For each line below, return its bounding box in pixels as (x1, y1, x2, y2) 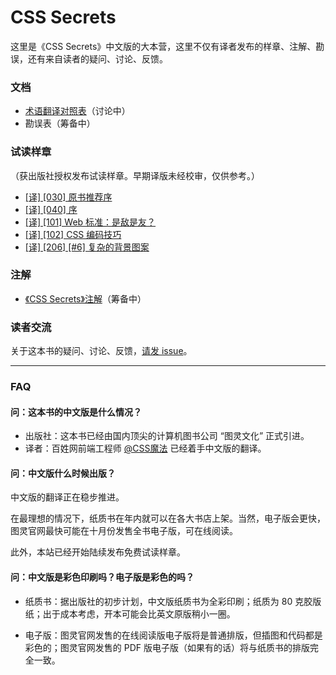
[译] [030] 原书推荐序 (24, 191, 113, 203)
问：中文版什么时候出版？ (10, 467, 116, 479)
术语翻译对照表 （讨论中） (24, 105, 131, 117)
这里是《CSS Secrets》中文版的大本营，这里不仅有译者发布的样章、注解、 (10, 40, 317, 52)
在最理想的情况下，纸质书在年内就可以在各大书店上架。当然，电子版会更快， (10, 512, 326, 525)
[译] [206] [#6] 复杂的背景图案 (24, 241, 150, 253)
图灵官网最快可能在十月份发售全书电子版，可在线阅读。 (10, 525, 238, 537)
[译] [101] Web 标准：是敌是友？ (24, 216, 157, 228)
